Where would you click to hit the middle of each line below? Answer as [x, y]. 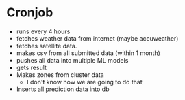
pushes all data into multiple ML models [72, 60]
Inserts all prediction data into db [63, 89]
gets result [32, 67]
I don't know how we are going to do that [84, 82]
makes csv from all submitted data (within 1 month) [88, 53]
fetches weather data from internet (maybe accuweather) [97, 38]
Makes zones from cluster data [60, 74]
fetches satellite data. [47, 46]
